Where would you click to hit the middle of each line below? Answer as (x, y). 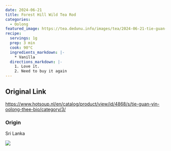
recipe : (13, 33)
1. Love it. (27, 66)
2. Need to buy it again (41, 71)
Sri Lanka (15, 134)
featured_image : (22, 29)
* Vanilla (25, 57)
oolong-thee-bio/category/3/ (36, 109)
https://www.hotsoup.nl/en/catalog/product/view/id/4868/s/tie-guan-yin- (82, 104)
